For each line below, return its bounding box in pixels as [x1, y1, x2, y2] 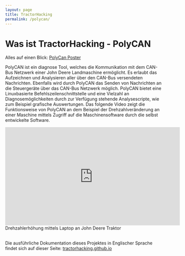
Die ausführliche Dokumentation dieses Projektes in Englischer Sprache [5, 240, 153, 246]
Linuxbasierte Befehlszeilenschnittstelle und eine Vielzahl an [5, 91, 130, 97]
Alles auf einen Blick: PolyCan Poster [5, 54, 81, 60]
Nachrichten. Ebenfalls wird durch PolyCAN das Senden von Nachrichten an [5, 80, 162, 86]
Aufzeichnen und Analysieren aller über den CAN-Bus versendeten [5, 75, 143, 81]
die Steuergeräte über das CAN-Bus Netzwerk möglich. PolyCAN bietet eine [5, 85, 162, 91]
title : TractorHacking [5, 12, 52, 17]
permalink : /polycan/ [5, 16, 50, 21]
